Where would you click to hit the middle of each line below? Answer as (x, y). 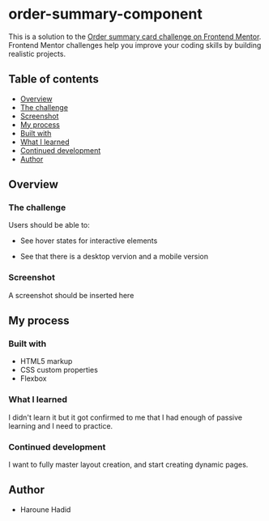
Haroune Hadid (45, 509)
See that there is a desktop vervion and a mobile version (114, 257)
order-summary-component (105, 14)
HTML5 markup (46, 361)
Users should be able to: (49, 225)
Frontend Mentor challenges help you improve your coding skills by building (135, 45)
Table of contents (53, 79)
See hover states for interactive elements (89, 241)
